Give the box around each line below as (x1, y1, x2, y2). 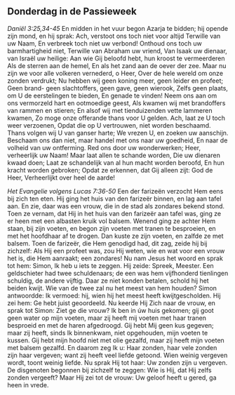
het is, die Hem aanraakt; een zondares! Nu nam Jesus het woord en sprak (7, 254, 223, 262)
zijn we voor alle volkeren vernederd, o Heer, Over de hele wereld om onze (7, 69, 223, 77)
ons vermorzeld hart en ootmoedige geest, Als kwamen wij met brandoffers (7, 98, 226, 107)
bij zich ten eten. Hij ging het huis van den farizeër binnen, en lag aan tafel (7, 194, 222, 203)
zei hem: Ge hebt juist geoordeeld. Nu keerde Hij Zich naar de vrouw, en (7, 298, 216, 307)
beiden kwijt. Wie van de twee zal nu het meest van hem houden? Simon (7, 283, 217, 292)
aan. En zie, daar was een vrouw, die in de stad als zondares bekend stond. (7, 201, 225, 210)
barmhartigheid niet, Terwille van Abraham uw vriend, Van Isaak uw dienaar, (7, 46, 228, 55)
